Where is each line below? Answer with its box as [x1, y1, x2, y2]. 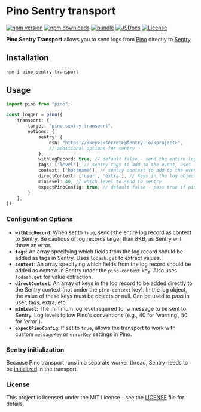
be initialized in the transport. [6, 365, 78, 372]
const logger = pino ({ [6, 112, 63, 118]
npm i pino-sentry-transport [6, 69, 79, 75]
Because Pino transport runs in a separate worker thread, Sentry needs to [6, 359, 188, 366]
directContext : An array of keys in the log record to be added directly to [14, 280, 193, 287]
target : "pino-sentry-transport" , [28, 123, 114, 129]
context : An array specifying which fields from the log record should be [14, 260, 191, 268]
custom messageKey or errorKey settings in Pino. [14, 331, 132, 338]
